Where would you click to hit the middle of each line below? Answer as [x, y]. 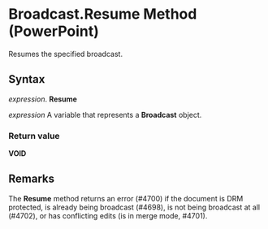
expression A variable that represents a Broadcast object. [105, 114]
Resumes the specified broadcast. [66, 54]
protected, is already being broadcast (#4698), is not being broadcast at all [134, 207]
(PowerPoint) [54, 31]
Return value [34, 136]
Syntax [27, 79]
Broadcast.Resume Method [103, 14]
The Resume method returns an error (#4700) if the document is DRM [126, 198]
